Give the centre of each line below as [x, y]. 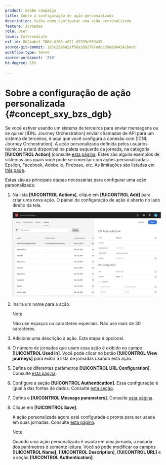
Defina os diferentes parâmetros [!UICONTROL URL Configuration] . [82, 368]
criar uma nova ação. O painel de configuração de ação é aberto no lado [86, 200]
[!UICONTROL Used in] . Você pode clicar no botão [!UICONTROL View [85, 353]
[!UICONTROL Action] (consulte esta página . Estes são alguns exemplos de [82, 154]
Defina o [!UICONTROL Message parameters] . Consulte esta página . [83, 398]
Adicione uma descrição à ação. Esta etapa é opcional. [68, 338]
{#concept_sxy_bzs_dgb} [59, 114]
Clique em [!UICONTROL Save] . [45, 407]
